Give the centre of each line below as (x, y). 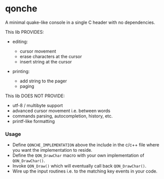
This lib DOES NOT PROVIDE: (35, 96)
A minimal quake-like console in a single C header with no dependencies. (80, 22)
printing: (21, 71)
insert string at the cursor (46, 61)
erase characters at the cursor (51, 56)
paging (27, 86)
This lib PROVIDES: (25, 32)
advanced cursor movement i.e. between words (61, 111)
